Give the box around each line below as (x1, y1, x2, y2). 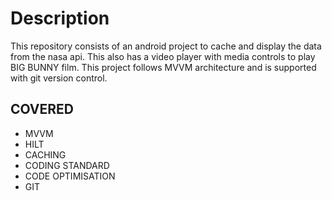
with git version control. (10, 72, 108, 84)
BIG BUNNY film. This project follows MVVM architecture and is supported (10, 61, 317, 73)
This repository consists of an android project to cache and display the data (10, 40, 322, 52)
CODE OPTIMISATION (24, 170, 116, 182)
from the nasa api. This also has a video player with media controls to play (10, 50, 316, 62)
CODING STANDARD (24, 159, 110, 171)
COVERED (10, 101, 75, 118)
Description (10, 7, 110, 30)
